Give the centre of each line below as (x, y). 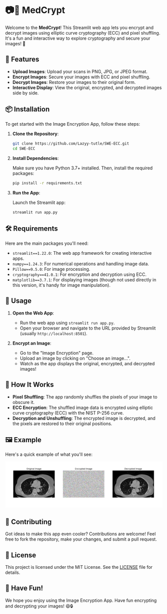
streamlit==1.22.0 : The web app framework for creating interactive (82, 253)
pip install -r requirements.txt (47, 183)
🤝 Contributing (28, 522)
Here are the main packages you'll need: (47, 243)
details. (13, 573)
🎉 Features (22, 60)
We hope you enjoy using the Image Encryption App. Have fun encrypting (81, 600)
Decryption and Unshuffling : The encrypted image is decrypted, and (84, 418)
